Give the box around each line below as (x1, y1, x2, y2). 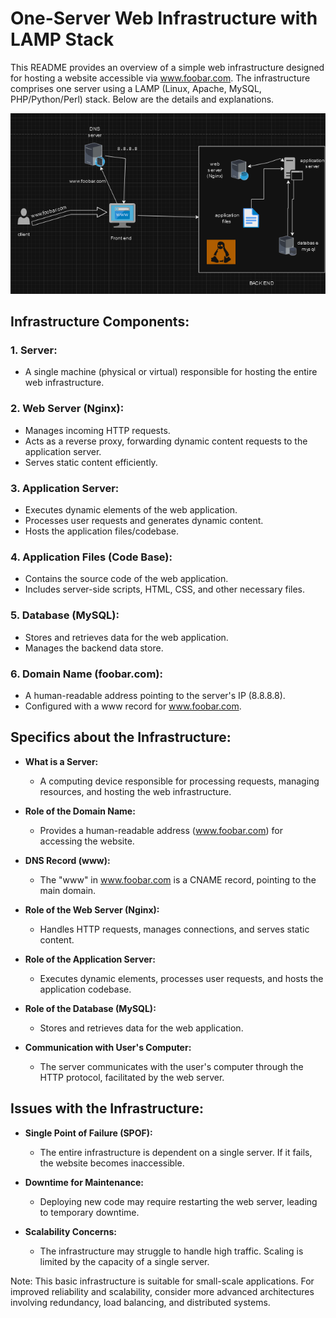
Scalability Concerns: (24, 1225, 118, 1237)
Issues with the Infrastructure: (10, 1100, 204, 1117)
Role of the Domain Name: (24, 805, 136, 817)
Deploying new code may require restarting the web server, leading (39, 1195, 318, 1207)
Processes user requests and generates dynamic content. (24, 514, 264, 526)
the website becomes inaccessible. (39, 1157, 185, 1169)
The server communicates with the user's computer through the (39, 1060, 304, 1072)
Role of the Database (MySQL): (24, 1002, 157, 1014)
